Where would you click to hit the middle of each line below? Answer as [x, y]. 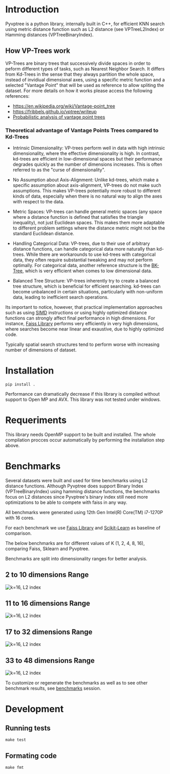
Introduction [32, 10]
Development [35, 709]
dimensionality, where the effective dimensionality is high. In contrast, [86, 153]
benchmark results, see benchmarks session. [53, 689]
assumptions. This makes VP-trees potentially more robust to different [87, 191]
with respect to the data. [38, 202]
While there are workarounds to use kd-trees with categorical [91, 254]
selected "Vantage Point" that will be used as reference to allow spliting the [85, 85]
